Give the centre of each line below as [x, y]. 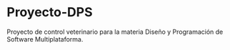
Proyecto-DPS [50, 12]
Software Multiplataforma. [45, 39]
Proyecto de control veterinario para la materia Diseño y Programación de [115, 32]
